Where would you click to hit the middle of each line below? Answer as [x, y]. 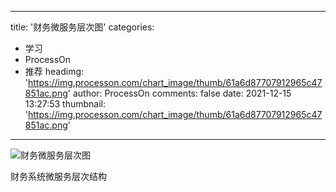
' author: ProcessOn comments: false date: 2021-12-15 [179, 93]
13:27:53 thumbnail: [65, 104]
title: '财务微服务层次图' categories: [82, 27]
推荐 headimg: [54, 71]
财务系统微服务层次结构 [58, 176]
